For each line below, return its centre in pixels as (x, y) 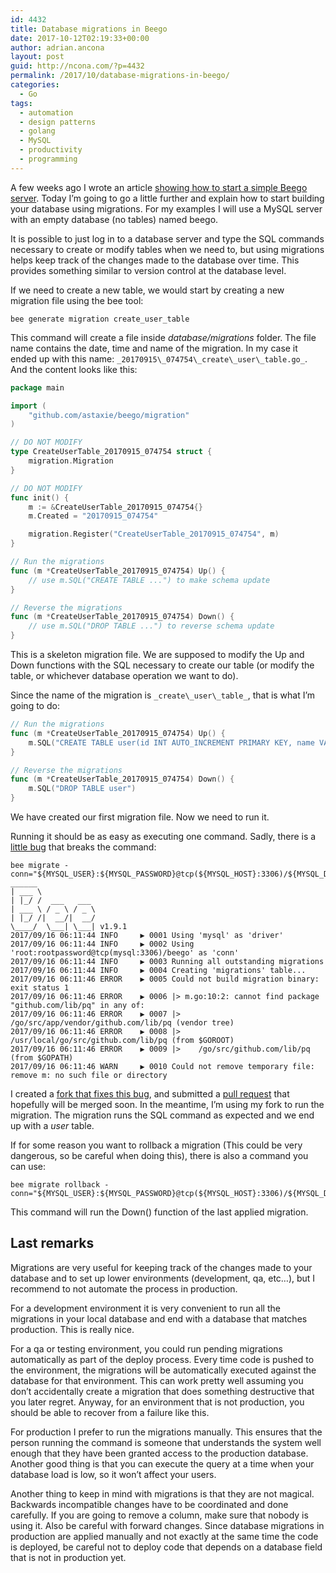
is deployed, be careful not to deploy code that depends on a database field (166, 1547)
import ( (28, 406)
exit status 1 (40, 988)
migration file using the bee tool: (77, 300)
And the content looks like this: (74, 369)
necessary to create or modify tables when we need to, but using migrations (167, 249)
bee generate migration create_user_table (100, 319)
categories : (35, 85)
